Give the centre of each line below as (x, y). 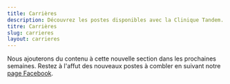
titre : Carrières (32, 26)
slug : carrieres (30, 33)
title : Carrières (32, 13)
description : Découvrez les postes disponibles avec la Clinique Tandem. (116, 20)
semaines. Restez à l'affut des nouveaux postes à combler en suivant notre (114, 66)
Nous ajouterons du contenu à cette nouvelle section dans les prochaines (112, 59)
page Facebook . (30, 74)
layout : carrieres (33, 39)
